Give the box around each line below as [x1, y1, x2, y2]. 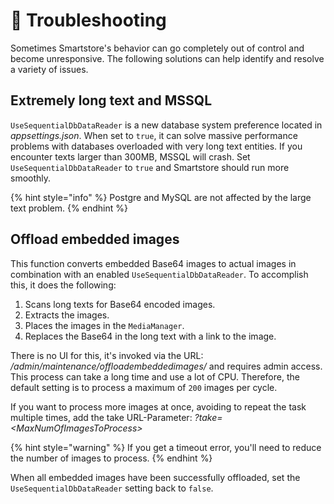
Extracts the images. [24, 309, 110, 321]
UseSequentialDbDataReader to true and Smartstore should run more [10, 161, 290, 173]
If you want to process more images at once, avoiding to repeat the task [10, 400, 307, 413]
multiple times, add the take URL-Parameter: [10, 411, 193, 423]
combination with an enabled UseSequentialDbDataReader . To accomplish [10, 268, 309, 280]
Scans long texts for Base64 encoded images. [24, 298, 216, 310]
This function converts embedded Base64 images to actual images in [10, 257, 297, 269]
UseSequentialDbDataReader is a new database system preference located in [10, 119, 323, 131]
